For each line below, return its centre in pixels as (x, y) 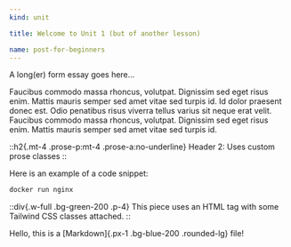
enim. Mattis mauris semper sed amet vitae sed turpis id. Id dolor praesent (145, 101)
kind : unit (29, 17)
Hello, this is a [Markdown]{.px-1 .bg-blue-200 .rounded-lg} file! (127, 234)
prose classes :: (38, 156)
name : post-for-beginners (57, 50)
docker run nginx (41, 190)
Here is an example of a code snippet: (79, 173)
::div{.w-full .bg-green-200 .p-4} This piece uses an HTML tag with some (144, 207)
